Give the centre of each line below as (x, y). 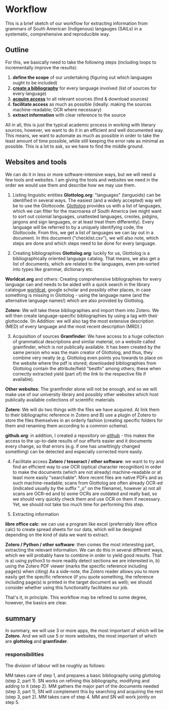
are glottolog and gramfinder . (37, 641)
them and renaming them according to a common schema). (67, 425)
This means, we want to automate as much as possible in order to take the (82, 136)
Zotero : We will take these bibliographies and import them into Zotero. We (82, 310)
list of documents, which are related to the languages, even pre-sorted (86, 263)
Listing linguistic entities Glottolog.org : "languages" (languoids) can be (87, 195)
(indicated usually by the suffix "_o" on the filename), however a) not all (87, 488)
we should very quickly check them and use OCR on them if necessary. (87, 499)
